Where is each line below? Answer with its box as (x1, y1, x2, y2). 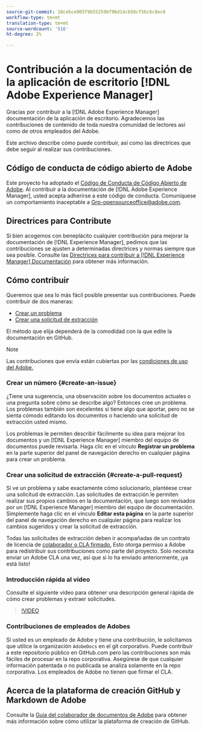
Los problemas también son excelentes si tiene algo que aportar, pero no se (6, 405, 195, 413)
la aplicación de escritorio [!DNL (6, 76, 171, 89)
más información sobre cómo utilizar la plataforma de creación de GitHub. (6, 717, 190, 725)
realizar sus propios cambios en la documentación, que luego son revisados (6, 497, 195, 504)
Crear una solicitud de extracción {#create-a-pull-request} (6, 471, 183, 479)
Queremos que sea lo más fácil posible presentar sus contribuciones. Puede (6, 291, 196, 298)
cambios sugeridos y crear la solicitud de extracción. (6, 523, 138, 530)
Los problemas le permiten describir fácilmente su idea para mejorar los (6, 430, 185, 437)
